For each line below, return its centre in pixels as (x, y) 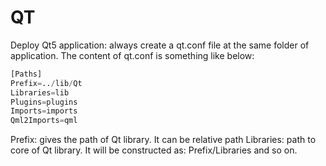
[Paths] (26, 74)
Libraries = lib (40, 92)
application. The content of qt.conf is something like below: (132, 55)
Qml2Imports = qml (44, 121)
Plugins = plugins (44, 102)
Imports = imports (44, 111)
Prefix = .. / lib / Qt (46, 83)
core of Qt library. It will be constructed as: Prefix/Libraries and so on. (154, 150)
